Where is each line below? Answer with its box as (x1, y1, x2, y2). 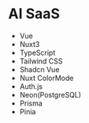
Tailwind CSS (19, 56, 63, 66)
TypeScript (19, 48, 56, 57)
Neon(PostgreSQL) (19, 90, 81, 99)
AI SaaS (8, 5, 61, 23)
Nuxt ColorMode (19, 73, 74, 83)
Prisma (19, 98, 43, 108)
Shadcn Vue (19, 64, 60, 74)
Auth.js (19, 81, 43, 91)
